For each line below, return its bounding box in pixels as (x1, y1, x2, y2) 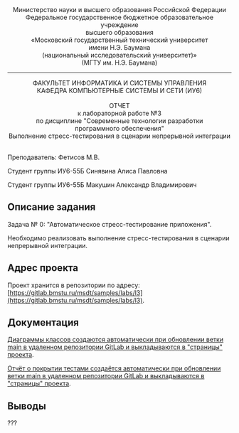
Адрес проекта (7, 262, 78, 274)
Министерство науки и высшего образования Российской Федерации (13, 6, 226, 14)
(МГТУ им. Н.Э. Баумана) (81, 58, 158, 67)
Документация (7, 316, 80, 328)
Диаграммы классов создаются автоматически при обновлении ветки (7, 336, 224, 344)
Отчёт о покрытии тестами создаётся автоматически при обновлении (7, 364, 221, 373)
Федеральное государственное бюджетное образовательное (25, 13, 214, 21)
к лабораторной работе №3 (77, 109, 162, 117)
